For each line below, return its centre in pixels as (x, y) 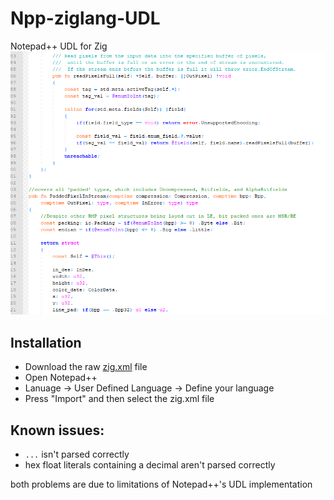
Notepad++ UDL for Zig (59, 46)
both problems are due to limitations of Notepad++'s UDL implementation (161, 484)
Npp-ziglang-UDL (85, 18)
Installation (46, 342)
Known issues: (57, 430)
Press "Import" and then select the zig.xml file (119, 399)
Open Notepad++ (61, 378)
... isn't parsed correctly (77, 454)
